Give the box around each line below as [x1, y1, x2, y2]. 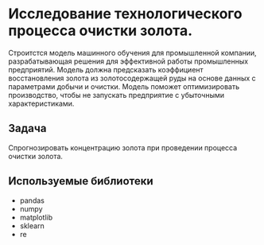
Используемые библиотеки [8, 174, 153, 188]
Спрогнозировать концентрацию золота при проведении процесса [8, 142, 238, 152]
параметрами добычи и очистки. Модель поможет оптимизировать [8, 81, 240, 91]
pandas [19, 196, 45, 205]
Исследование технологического [8, 5, 243, 23]
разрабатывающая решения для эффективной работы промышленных [8, 56, 249, 66]
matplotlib [19, 212, 53, 222]
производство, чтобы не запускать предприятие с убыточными [8, 90, 225, 99]
